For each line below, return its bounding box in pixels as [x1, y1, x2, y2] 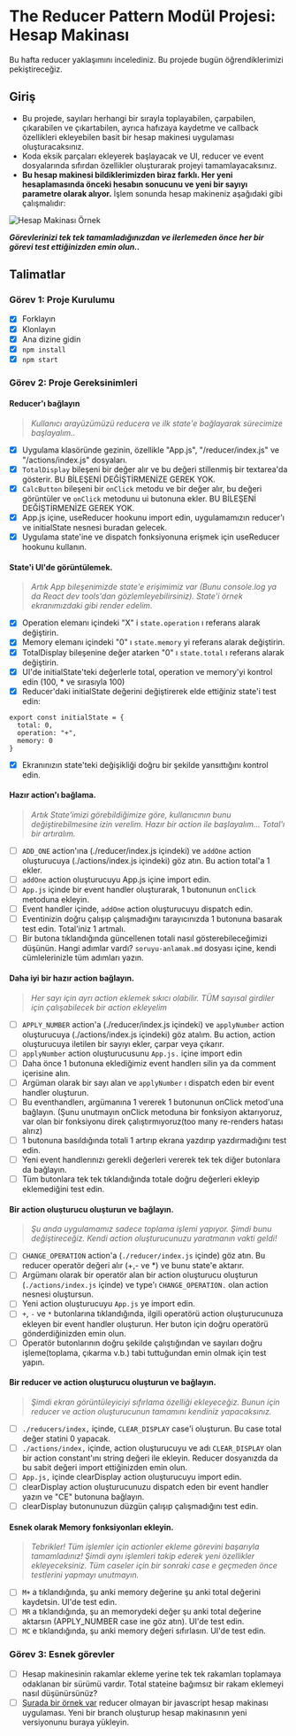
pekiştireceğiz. [9, 64, 64, 74]
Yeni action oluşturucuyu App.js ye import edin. [21, 1298, 196, 1309]
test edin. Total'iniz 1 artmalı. [21, 924, 126, 934]
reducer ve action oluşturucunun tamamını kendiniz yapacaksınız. [30, 1406, 272, 1416]
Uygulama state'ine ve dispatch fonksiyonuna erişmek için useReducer [21, 531, 280, 542]
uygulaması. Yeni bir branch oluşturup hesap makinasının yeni [21, 1707, 247, 1717]
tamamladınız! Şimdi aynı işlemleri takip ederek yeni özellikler [30, 1551, 255, 1562]
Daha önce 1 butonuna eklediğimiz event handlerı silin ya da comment [21, 1058, 277, 1068]
